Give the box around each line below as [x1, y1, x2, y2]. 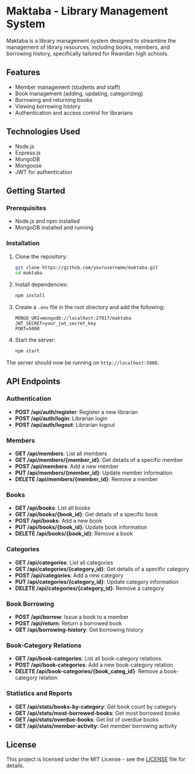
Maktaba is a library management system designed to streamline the [6, 37, 176, 44]
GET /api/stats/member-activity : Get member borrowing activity [14, 722, 178, 729]
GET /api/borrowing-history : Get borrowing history [14, 626, 143, 633]
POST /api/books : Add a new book [14, 517, 102, 525]
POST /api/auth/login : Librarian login [14, 415, 108, 422]
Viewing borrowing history [14, 103, 81, 110]
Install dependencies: [14, 281, 69, 288]
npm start [14, 348, 40, 354]
